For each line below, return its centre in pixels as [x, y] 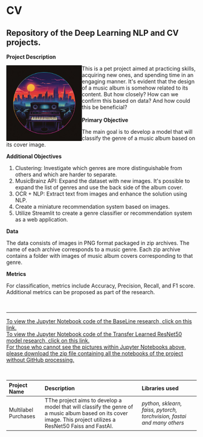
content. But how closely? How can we [130, 94]
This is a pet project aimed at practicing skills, [139, 68]
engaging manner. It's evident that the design [138, 81]
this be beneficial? [105, 107]
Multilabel [21, 410]
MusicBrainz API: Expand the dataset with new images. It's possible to [102, 181]
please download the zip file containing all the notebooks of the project [95, 353]
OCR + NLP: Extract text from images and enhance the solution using [101, 194]
